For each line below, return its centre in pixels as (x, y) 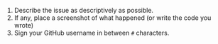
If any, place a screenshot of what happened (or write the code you (113, 18)
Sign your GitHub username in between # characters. (92, 33)
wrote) (24, 25)
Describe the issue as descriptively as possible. (84, 10)
